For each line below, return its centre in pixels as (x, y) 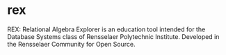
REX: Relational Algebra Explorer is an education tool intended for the (106, 29)
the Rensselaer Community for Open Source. (71, 44)
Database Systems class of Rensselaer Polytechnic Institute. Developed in (113, 36)
